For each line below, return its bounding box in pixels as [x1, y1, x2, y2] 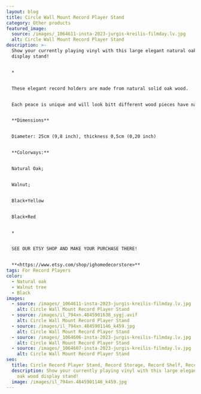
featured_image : [6, 25, 47, 32]
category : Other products [6, 20, 71, 26]
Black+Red [11, 214, 36, 220]
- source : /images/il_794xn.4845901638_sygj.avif [11, 312, 138, 318]
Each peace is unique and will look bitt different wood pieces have [11, 101, 188, 108]
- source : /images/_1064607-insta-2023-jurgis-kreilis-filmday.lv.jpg [11, 345, 191, 351]
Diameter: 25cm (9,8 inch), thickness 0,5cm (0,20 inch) [11, 134, 157, 140]
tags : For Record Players [6, 268, 71, 274]
